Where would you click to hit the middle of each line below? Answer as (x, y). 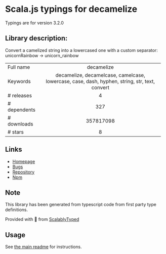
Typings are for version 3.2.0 (35, 23)
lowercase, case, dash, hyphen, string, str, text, (100, 81)
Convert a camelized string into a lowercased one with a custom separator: (82, 50)
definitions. (17, 210)
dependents (21, 110)
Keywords (19, 81)
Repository (23, 172)
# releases (20, 95)
